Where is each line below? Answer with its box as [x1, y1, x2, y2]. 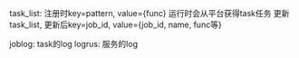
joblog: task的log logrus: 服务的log [9, 39, 139, 49]
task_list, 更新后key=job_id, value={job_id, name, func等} [9, 19, 222, 30]
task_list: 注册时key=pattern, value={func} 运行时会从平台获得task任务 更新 [9, 8, 290, 18]
